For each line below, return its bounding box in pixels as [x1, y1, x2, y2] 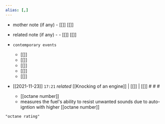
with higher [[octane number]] [36, 104, 100, 110]
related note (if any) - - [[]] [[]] [12, 31, 77, 37]
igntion [20, 104, 35, 110]
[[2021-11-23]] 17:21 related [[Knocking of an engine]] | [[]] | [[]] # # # [12, 83, 160, 89]
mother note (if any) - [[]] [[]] [12, 22, 74, 28]
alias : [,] [5, 7, 29, 13]
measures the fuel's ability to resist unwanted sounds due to [20, 98, 148, 105]
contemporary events [12, 42, 57, 48]
